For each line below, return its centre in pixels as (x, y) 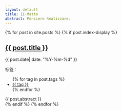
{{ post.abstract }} (23, 99)
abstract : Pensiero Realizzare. (38, 18)
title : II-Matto (21, 14)
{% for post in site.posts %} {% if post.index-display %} (61, 33)
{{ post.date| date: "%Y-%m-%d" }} (41, 59)
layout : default (21, 9)
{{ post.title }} (27, 47)
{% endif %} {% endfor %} (32, 104)
